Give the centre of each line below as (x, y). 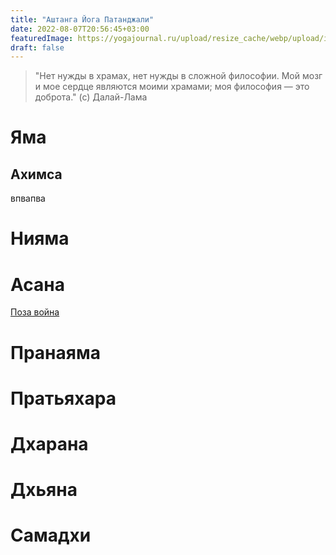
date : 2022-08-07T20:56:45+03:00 (80, 29)
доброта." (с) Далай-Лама (91, 97)
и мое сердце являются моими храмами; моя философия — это (172, 87)
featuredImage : (42, 38)
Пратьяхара (63, 398)
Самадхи (51, 535)
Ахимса (36, 174)
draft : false (37, 47)
